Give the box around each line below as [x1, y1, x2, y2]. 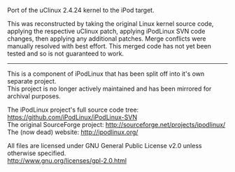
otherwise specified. [7, 149, 66, 157]
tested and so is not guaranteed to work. [7, 49, 124, 58]
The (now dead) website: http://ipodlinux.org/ [7, 128, 138, 136]
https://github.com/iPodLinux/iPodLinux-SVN [7, 113, 138, 121]
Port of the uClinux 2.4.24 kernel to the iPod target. [7, 6, 155, 14]
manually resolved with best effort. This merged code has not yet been [7, 42, 212, 50]
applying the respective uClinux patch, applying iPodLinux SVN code [7, 27, 206, 35]
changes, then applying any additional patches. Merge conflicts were [7, 34, 206, 43]
